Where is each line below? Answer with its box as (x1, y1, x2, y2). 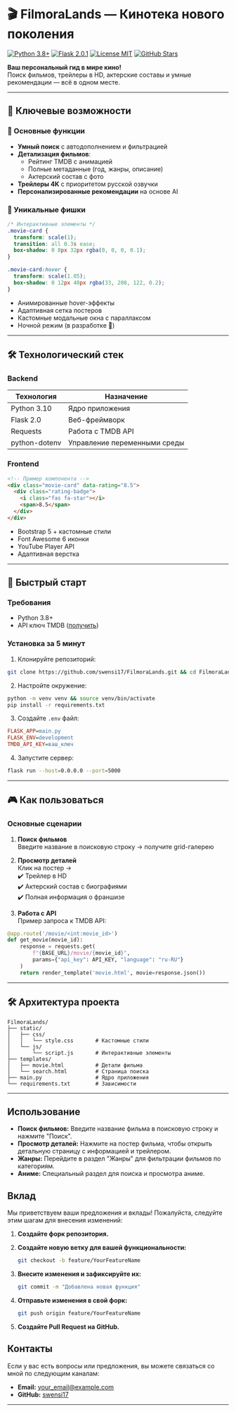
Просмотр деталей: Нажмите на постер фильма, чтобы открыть (17, 1139, 213, 1148)
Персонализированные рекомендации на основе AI (17, 187, 178, 195)
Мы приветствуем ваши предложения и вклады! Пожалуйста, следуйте (7, 1208, 223, 1217)
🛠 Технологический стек (7, 349, 124, 361)
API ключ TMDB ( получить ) (17, 621, 99, 630)
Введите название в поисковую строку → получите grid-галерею (17, 842, 214, 850)
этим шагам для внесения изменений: (7, 1216, 123, 1225)
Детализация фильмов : (17, 149, 91, 158)
